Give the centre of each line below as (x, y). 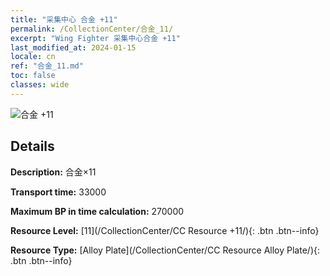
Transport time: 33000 (58, 192)
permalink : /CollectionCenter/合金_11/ (92, 29)
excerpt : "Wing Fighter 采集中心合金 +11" (95, 38)
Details (32, 146)
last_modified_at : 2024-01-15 (73, 47)
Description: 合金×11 (53, 172)
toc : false (33, 76)
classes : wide (40, 85)
